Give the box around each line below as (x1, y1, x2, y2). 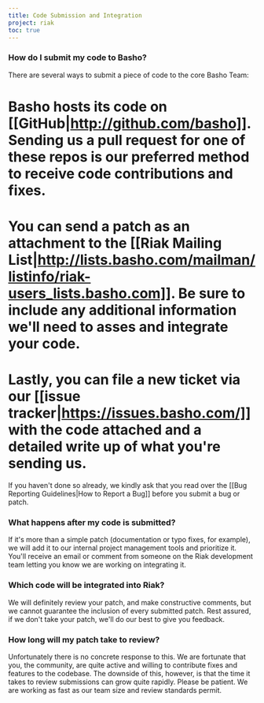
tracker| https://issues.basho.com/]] (8, 404, 251, 422)
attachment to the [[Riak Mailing (8, 234, 222, 252)
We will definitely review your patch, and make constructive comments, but (8, 597, 251, 607)
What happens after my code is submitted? (8, 517, 176, 528)
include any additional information (8, 301, 237, 319)
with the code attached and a (8, 421, 202, 439)
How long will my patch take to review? (8, 634, 160, 645)
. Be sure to (170, 285, 246, 303)
